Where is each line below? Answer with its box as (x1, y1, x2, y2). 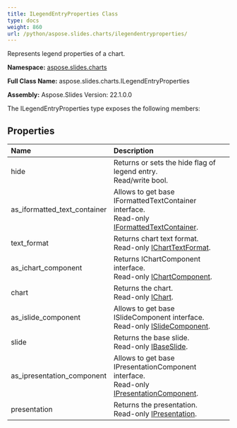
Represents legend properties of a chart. (7, 50, 126, 58)
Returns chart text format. (113, 234, 199, 244)
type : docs (7, 17, 39, 24)
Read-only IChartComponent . (113, 272, 213, 282)
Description (113, 146, 154, 156)
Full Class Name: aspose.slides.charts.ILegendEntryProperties (7, 77, 190, 86)
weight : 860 (7, 23, 42, 30)
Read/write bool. (113, 175, 169, 185)
